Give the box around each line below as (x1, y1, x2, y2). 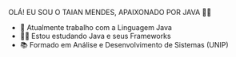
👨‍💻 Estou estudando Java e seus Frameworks (19, 32, 171, 40)
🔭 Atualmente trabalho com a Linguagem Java (19, 23, 172, 32)
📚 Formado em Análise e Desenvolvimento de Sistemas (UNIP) (19, 40, 230, 49)
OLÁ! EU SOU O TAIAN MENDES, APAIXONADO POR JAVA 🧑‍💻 (8, 8, 212, 17)
